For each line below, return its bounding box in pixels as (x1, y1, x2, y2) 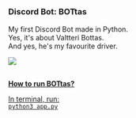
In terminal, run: (8, 94, 60, 104)
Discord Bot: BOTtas (8, 6, 87, 17)
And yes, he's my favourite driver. (8, 41, 118, 51)
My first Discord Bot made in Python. (8, 24, 129, 34)
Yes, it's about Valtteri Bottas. (8, 32, 104, 42)
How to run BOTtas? (8, 79, 75, 89)
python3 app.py (8, 103, 59, 111)
